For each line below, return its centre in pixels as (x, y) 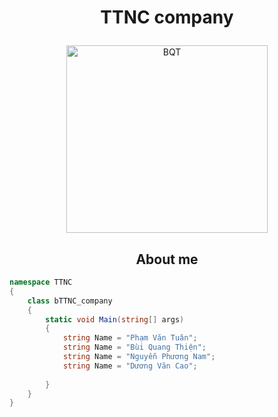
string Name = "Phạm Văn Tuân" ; (130, 338)
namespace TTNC (41, 282)
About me (167, 259)
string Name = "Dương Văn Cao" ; (130, 366)
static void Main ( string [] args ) (115, 319)
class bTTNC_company (70, 301)
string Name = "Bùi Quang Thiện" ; (134, 347)
